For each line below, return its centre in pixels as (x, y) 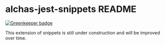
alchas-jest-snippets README (71, 9)
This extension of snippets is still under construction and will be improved (83, 32)
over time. (16, 38)
